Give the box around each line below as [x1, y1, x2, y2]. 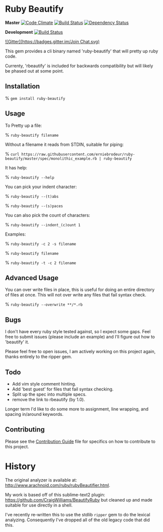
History [5, 461, 36, 472]
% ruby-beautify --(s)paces [5, 202, 63, 209]
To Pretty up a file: [5, 122, 42, 128]
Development [5, 29, 33, 35]
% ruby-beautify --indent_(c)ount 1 [5, 221, 81, 227]
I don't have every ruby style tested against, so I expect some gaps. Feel [5, 329, 151, 335]
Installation [5, 82, 40, 91]
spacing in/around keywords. [5, 411, 63, 417]
